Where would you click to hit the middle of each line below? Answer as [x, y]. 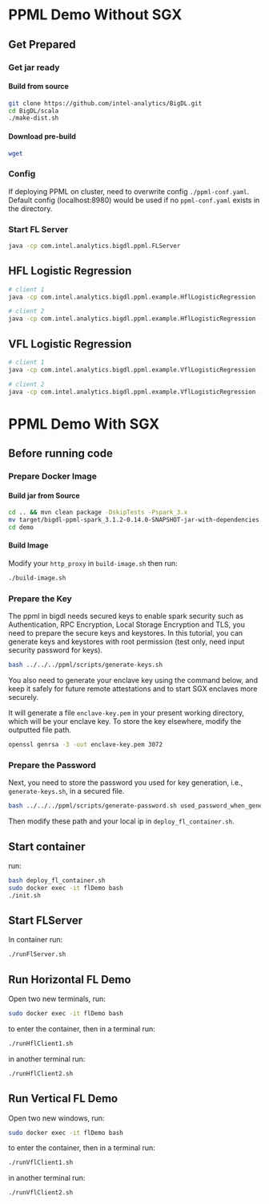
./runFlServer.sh [37, 954]
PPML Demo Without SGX [95, 15]
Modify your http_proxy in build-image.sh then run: [93, 563]
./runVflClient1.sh [41, 1163]
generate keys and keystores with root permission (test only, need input [126, 642]
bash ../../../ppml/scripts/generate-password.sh [93, 806]
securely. [23, 698]
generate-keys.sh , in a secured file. [66, 791]
